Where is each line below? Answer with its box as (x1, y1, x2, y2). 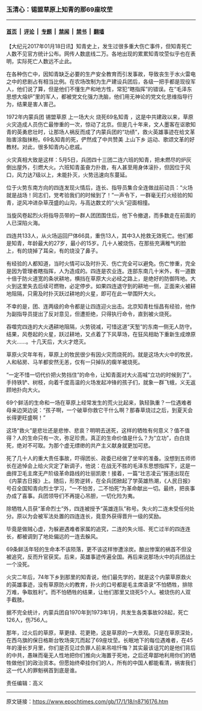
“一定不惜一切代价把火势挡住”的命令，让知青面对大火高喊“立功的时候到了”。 (6, 371, 195, 378)
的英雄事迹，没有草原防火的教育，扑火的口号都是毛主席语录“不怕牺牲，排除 (6, 580, 194, 588)
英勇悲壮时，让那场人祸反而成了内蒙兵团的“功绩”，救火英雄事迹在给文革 (16, 128, 195, 135)
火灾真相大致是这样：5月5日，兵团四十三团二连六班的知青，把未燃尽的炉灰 (6, 156, 192, 163)
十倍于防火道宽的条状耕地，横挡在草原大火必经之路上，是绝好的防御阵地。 (6, 275, 191, 282)
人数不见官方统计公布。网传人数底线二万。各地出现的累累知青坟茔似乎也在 (6, 50, 191, 57)
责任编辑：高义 (6, 679, 43, 686)
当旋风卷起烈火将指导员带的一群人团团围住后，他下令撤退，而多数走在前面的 (6, 212, 196, 219)
